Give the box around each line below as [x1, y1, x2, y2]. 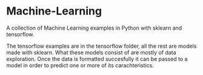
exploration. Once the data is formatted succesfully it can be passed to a [6, 55, 188, 62]
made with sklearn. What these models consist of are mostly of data [6, 48, 177, 56]
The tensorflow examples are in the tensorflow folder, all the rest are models [6, 42, 197, 50]
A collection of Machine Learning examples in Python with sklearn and [6, 24, 182, 31]
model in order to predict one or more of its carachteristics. [6, 62, 155, 69]
